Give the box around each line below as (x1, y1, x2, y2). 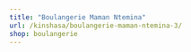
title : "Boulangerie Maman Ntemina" (9, 12, 146, 22)
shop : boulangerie (9, 29, 78, 38)
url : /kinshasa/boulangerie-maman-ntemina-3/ (9, 21, 182, 30)
